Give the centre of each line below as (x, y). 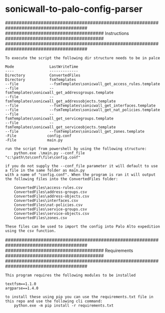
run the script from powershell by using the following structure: (76, 149)
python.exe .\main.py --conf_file (49, 153)
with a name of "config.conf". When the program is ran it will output (80, 175)
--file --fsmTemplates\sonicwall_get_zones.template (75, 131)
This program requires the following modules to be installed (70, 275)
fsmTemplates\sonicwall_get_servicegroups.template (59, 118)
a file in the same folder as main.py (45, 170)
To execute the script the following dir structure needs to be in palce (83, 58)
